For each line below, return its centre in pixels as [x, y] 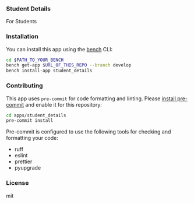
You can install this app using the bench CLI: [59, 49]
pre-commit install [30, 121]
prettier [23, 161]
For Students [21, 22]
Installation [22, 37]
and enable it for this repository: [64, 104]
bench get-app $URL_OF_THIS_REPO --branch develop [69, 65]
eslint [21, 156]
